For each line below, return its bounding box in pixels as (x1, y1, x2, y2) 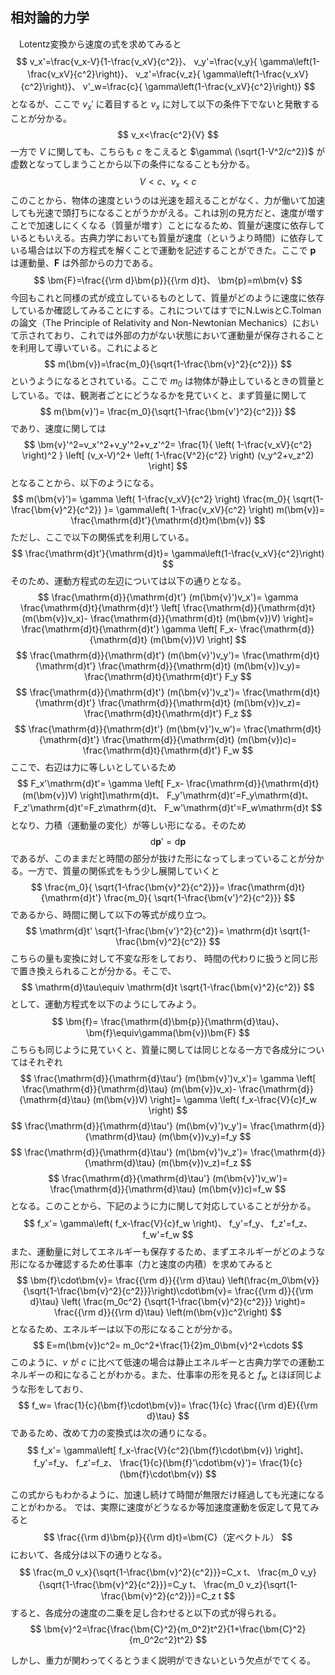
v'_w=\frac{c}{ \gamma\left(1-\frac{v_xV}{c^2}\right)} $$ (82, 80, 316, 92)
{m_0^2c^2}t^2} (128, 1634, 194, 1645)
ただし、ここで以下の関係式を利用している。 (10, 531, 195, 543)
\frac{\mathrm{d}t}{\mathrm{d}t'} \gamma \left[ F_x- (21, 623, 238, 635)
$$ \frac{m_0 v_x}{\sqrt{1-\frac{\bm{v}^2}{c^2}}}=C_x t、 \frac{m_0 (19, 1566, 298, 1578)
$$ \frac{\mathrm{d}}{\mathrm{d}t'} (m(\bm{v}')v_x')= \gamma (37, 591, 299, 603)
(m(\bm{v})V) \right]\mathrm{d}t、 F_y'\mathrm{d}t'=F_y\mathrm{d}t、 (22, 789, 314, 802)
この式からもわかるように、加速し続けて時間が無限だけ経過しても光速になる (10, 1489, 325, 1500)
